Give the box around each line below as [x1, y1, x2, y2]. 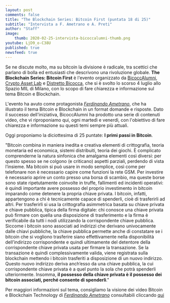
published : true [5, 45, 40, 50]
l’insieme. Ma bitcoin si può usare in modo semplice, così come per [5, 163, 146, 170]
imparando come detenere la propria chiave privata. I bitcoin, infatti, [5, 190, 147, 196]
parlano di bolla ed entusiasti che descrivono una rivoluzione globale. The [5, 69, 160, 75]
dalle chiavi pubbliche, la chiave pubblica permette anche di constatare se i [5, 228, 163, 234]
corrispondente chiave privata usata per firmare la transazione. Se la [5, 244, 149, 250]
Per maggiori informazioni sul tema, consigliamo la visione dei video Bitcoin [5, 286, 163, 292]
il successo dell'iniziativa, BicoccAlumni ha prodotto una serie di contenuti [5, 111, 160, 117]
